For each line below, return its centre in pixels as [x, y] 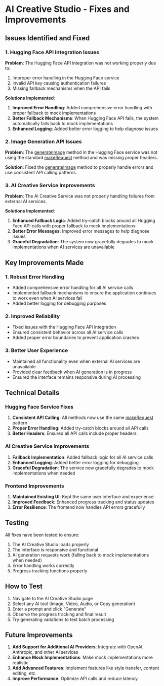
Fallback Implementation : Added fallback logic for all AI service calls [83, 457]
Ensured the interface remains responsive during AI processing [77, 377]
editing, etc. [24, 673]
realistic [20, 663]
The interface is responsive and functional [55, 549]
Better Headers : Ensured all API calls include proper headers [74, 433]
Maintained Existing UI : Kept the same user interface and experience [83, 497]
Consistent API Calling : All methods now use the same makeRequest [83, 417]
